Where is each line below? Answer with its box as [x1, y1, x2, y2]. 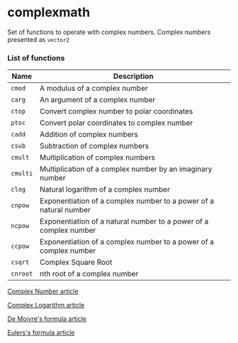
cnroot [11, 270, 33, 278]
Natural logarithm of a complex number [40, 185, 170, 195]
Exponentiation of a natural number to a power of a [40, 217, 209, 227]
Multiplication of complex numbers [40, 153, 156, 163]
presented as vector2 [7, 35, 70, 43]
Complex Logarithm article [7, 301, 85, 310]
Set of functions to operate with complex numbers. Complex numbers [7, 28, 211, 36]
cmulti [11, 170, 33, 178]
